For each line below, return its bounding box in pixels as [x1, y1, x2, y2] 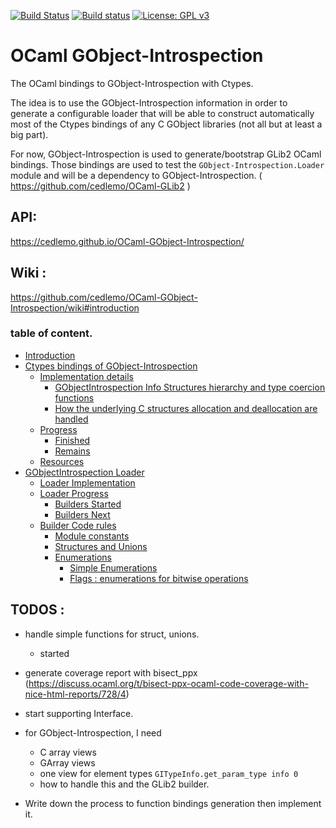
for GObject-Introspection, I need [24, 726, 162, 739]
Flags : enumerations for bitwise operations [69, 572, 249, 584]
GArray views [39, 756, 96, 769]
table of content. [10, 326, 93, 340]
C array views [39, 746, 97, 758]
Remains [54, 445, 91, 457]
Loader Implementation [39, 476, 136, 489]
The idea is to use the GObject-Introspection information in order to [10, 96, 288, 109]
